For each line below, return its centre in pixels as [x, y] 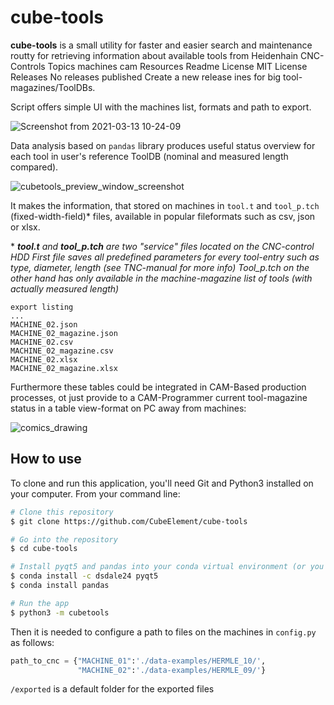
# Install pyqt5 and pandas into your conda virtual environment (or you [167, 567]
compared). [34, 167]
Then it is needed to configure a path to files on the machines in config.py [163, 632]
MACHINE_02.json [44, 324]
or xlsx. [25, 227]
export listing [42, 307]
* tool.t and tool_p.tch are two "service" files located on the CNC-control [162, 246]
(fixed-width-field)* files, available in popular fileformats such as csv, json [163, 216]
